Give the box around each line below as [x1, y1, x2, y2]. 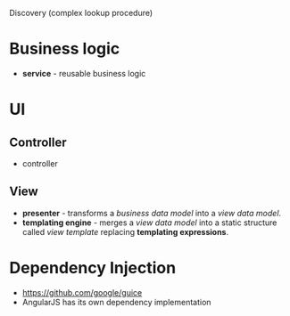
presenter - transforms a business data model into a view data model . [21, 207, 282, 218]
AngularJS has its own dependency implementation [21, 296, 211, 307]
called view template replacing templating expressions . [21, 226, 229, 237]
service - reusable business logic [21, 68, 146, 78]
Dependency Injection [9, 257, 177, 278]
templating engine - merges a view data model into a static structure [21, 217, 278, 228]
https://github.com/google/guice [21, 287, 143, 297]
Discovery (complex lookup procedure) [9, 8, 153, 18]
